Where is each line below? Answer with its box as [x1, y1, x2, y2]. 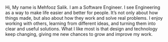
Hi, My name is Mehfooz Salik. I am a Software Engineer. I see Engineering [5, 5, 160, 10]
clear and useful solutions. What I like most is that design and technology [5, 26, 158, 32]
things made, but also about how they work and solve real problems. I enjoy [5, 15, 163, 21]
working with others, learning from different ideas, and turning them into [5, 20, 156, 26]
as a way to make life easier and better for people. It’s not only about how [5, 10, 158, 16]
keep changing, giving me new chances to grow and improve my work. [5, 31, 153, 37]
